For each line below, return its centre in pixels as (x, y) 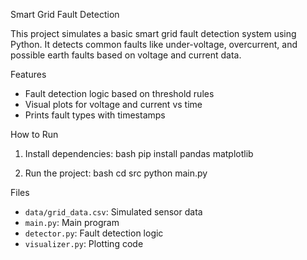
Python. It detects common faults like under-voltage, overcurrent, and (154, 44)
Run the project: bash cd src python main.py (116, 173)
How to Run (34, 134)
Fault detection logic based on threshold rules (119, 93)
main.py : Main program (72, 222)
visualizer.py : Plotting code (84, 243)
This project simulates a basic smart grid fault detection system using (153, 33)
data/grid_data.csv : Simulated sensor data (113, 212)
